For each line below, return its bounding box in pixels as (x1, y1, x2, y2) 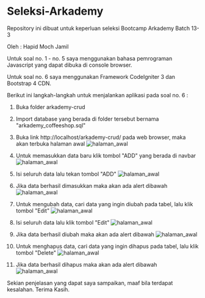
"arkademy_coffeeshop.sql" (15, 121, 86, 129)
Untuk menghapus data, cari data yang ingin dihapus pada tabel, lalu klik (15, 242, 199, 250)
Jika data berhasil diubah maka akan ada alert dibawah (15, 231, 155, 238)
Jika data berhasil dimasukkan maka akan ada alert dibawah (15, 182, 168, 189)
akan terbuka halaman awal (15, 140, 85, 147)
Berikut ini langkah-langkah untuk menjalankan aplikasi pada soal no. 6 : (7, 91, 189, 99)
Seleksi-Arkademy (7, 4, 104, 18)
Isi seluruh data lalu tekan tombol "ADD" (15, 170, 117, 177)
